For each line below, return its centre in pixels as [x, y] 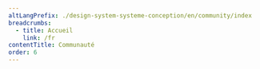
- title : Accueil [44, 30]
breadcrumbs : [30, 23]
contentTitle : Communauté [51, 45]
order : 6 [23, 52]
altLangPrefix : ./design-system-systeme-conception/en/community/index [130, 15]
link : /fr [39, 38]
